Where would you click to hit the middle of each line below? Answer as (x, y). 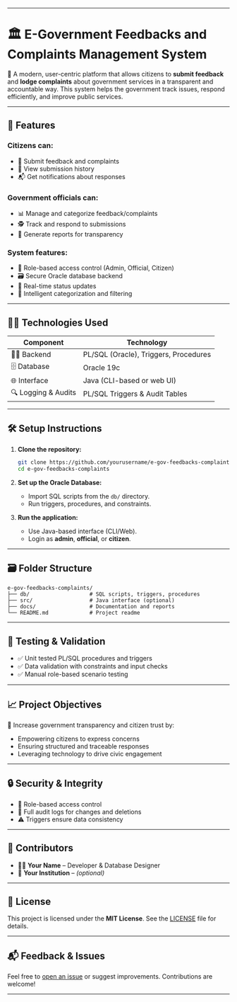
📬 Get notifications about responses (71, 176)
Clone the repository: (49, 449)
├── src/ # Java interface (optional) (91, 600)
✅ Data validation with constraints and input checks (92, 666)
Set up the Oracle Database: (60, 482)
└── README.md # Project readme (74, 613)
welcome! (22, 984)
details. (18, 926)
